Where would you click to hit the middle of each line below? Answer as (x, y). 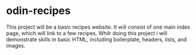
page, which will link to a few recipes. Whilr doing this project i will (87, 33)
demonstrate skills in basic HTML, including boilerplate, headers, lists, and (97, 39)
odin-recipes (38, 11)
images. (16, 46)
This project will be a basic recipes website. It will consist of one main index (98, 27)
